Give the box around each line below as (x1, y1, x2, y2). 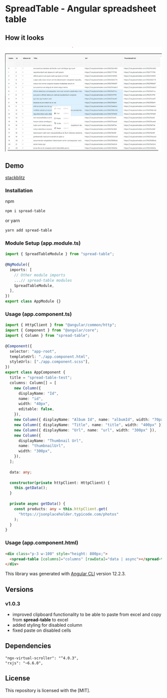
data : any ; (9, 469, 32, 475)
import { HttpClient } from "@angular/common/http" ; (5, 322, 117, 328)
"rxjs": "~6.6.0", (5, 661, 43, 666)
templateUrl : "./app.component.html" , (9, 354, 90, 359)
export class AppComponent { (5, 370, 66, 375)
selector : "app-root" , (9, 349, 57, 354)
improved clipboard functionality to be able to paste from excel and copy (12, 611, 162, 617)
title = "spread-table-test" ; (9, 375, 72, 380)
